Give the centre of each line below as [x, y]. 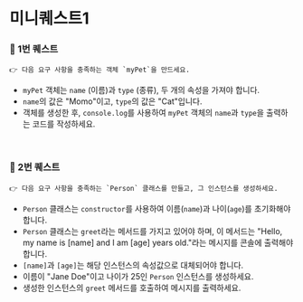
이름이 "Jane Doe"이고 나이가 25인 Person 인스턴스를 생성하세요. [138, 276]
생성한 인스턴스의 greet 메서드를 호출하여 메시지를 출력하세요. [132, 288]
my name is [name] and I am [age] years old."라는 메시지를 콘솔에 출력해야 [158, 242]
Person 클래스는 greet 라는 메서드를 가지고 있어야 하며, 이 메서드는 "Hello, [152, 231]
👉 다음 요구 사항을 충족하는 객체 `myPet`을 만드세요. [99, 70]
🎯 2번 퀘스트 [35, 167]
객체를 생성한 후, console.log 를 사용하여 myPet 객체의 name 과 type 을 [143, 113]
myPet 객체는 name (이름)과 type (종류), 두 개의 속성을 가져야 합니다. [141, 90]
